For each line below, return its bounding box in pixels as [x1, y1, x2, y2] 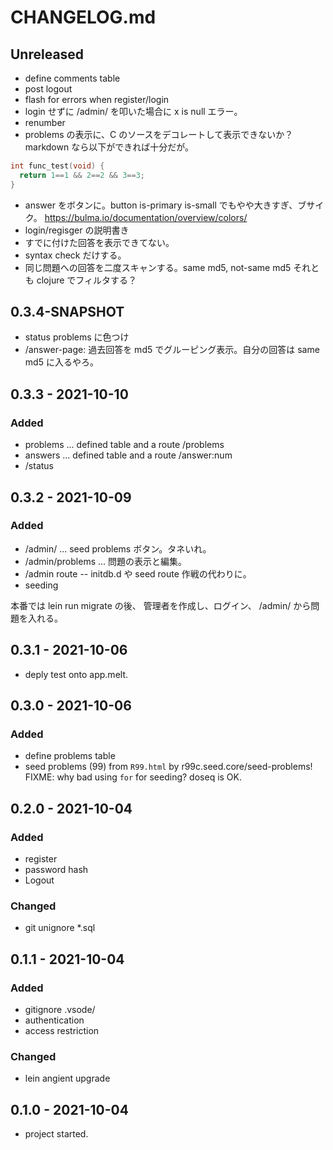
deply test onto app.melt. [24, 668, 128, 680]
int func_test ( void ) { [10, 161, 105, 171]
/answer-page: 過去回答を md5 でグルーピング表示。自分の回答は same [24, 344, 320, 356]
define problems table [24, 750, 116, 762]
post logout [24, 83, 73, 95]
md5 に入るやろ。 [24, 356, 99, 368]
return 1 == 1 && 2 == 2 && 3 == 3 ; [19, 170, 145, 180]
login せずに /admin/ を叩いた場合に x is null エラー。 [24, 106, 243, 117]
